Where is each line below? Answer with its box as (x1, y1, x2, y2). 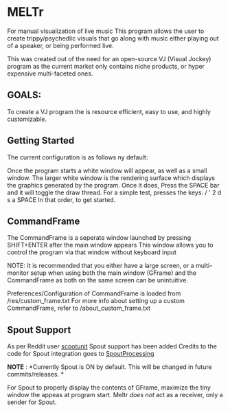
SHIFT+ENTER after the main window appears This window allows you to (7, 241, 214, 249)
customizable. (7, 115, 47, 123)
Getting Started (7, 135, 75, 146)
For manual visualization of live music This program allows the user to (7, 27, 205, 35)
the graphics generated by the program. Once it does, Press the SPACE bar (7, 181, 220, 189)
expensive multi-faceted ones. (7, 69, 93, 78)
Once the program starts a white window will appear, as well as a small (7, 166, 207, 175)
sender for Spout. (7, 398, 57, 406)
